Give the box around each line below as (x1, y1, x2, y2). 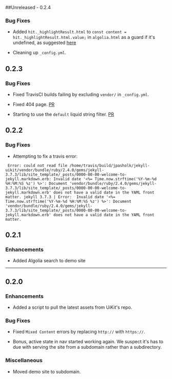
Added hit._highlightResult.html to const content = (12, 29, 127, 35)
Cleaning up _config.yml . (12, 50, 67, 56)
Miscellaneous (5, 357, 42, 364)
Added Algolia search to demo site (12, 258, 86, 264)
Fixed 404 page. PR (12, 101, 55, 107)
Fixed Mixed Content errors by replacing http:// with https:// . (12, 329, 145, 335)
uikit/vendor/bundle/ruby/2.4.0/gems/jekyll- (5, 167, 104, 173)
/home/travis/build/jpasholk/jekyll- (69, 163, 150, 168)
